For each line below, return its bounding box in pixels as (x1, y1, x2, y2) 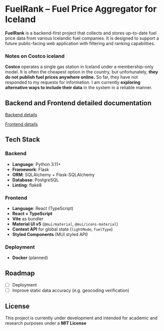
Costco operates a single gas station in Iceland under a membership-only (5, 64, 154, 70)
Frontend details (5, 121, 38, 127)
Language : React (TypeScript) (12, 206, 73, 212)
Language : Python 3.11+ (12, 161, 61, 167)
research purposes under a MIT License (5, 320, 87, 326)
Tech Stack (5, 136, 40, 144)
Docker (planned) (12, 255, 48, 260)
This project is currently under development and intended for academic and (5, 315, 158, 321)
